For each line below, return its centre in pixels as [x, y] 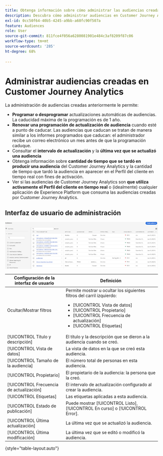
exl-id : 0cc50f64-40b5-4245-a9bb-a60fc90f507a [53, 20]
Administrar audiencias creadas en [77, 81]
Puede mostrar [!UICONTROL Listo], [102, 403]
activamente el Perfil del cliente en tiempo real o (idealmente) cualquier [85, 187]
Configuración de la [34, 278]
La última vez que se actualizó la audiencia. [109, 423]
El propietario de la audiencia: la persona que [111, 373]
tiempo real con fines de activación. [48, 177]
